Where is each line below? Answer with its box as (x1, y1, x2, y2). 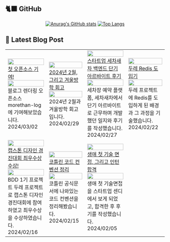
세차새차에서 (94, 94, 123, 101)
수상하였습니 (14, 214, 42, 221)
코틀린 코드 (49, 158, 74, 165)
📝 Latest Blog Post (5, 36, 64, 44)
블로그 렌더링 (8, 87, 37, 94)
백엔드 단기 (93, 65, 118, 72)
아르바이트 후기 (87, 72, 121, 79)
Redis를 (134, 94, 153, 101)
